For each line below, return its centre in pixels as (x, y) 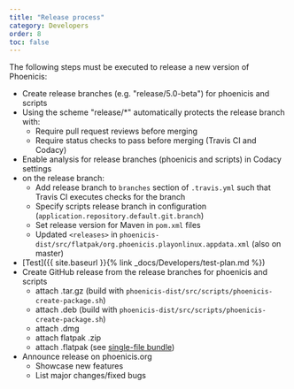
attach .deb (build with (76, 309)
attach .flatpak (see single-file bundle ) (105, 347)
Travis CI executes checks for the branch (110, 197)
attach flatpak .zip (68, 338)
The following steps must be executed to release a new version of (129, 67)
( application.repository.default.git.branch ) (120, 216)
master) (50, 254)
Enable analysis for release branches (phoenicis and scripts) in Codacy (151, 159)
